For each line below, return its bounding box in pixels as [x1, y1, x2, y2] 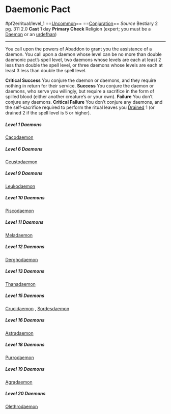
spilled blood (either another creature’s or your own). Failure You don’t [5, 93, 153, 100]
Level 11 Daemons [5, 219, 44, 225]
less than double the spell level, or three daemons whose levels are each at [5, 62, 163, 68]
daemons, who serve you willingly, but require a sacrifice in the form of [5, 88, 154, 94]
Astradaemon [5, 330, 34, 336]
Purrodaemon [5, 354, 34, 361]
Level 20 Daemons [5, 391, 46, 397]
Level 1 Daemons [5, 121, 42, 128]
